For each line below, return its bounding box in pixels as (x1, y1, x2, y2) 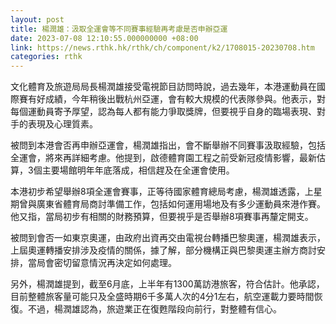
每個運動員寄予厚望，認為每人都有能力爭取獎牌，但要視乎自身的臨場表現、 (10, 106, 317, 118)
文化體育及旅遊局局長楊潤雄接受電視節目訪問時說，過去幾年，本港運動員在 (10, 81, 317, 93)
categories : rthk (10, 52, 83, 62)
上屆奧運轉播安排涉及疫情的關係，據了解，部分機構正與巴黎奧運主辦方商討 (10, 244, 317, 256)
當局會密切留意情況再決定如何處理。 (27, 257, 177, 269)
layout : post (10, 14, 65, 25)
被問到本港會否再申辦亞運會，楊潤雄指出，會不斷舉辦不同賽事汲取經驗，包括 (10, 139, 326, 151)
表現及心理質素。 (27, 118, 98, 130)
